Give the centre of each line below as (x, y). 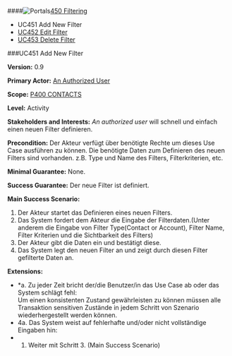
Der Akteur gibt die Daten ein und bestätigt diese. (89, 243)
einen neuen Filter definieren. (50, 129)
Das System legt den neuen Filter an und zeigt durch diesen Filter (112, 250)
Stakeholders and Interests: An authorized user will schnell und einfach (112, 121)
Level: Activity (28, 108)
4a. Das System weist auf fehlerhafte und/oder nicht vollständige (112, 322)
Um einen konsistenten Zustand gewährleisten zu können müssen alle (119, 300)
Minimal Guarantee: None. (47, 172)
